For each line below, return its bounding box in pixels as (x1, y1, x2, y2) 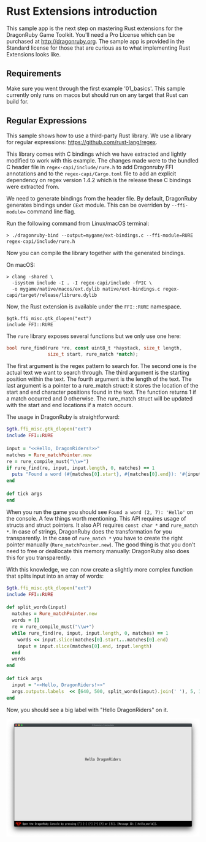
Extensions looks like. (6, 50, 61, 58)
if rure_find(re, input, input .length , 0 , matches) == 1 (6, 465, 155, 471)
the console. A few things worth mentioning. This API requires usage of (6, 515, 186, 522)
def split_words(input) (6, 604, 67, 611)
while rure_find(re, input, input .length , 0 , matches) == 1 (12, 630, 169, 636)
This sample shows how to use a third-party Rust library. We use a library (6, 132, 192, 139)
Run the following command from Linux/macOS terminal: (6, 220, 150, 227)
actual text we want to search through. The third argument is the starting (6, 369, 190, 377)
